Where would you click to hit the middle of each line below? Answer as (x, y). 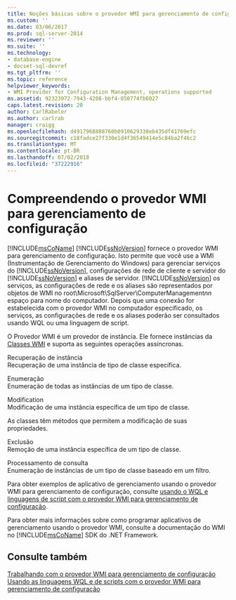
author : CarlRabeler (38, 112)
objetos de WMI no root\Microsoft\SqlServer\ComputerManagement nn (110, 293)
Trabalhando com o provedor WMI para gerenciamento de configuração (112, 574)
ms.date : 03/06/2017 (38, 27)
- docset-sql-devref (38, 66)
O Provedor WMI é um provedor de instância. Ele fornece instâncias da (110, 336)
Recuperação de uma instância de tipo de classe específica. (94, 365)
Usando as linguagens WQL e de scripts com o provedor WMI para (104, 581)
